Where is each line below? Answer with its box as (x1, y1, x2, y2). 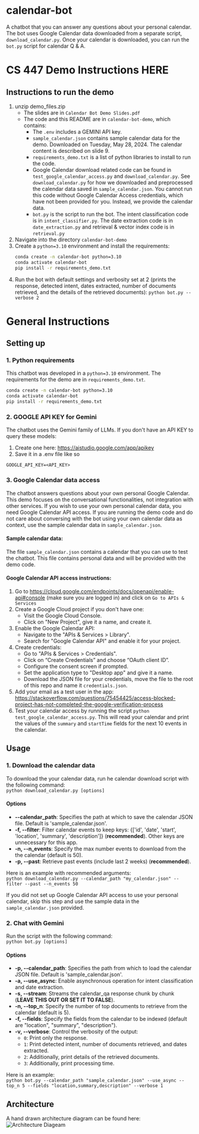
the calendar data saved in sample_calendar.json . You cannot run (32, 185, 193, 192)
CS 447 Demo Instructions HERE (6, 63, 169, 77)
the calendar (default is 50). (14, 851, 83, 858)
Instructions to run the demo (6, 87, 114, 97)
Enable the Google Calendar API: (14, 625, 95, 632)
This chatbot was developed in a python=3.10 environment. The (6, 369, 162, 377)
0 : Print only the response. (23, 1034, 88, 1041)
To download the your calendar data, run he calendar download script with (6, 775, 189, 782)
